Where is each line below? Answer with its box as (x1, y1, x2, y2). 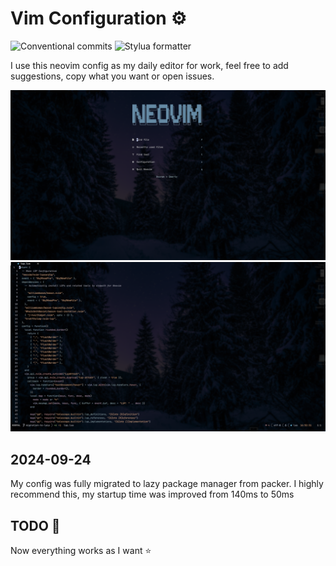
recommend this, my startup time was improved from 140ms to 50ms (10, 488, 295, 501)
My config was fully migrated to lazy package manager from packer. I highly (10, 478, 324, 490)
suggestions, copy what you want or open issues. (10, 70, 215, 82)
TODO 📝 (10, 517, 61, 534)
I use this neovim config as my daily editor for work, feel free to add (10, 59, 289, 71)
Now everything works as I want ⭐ (10, 544, 152, 556)
